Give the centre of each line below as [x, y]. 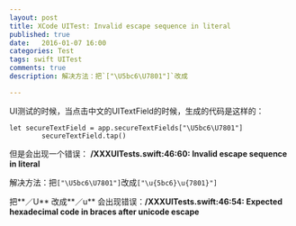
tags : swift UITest [46, 59]
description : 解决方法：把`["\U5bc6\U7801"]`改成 [99, 77]
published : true [40, 34]
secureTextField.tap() [84, 136]
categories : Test [42, 51]
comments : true [38, 68]
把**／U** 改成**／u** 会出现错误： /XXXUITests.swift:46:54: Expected [146, 201]
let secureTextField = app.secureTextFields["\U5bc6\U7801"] [126, 128]
